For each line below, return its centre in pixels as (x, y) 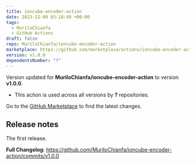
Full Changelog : (25, 150)
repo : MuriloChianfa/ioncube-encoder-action (61, 44)
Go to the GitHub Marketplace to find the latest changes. (74, 106)
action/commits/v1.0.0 (33, 156)
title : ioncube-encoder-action (44, 11)
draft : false (22, 39)
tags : (13, 22)
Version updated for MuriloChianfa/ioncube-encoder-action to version (92, 77)
